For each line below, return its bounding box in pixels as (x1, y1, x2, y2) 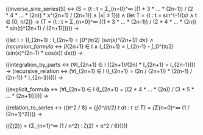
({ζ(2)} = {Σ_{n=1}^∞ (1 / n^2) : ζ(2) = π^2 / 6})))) (5, 122, 128, 130)
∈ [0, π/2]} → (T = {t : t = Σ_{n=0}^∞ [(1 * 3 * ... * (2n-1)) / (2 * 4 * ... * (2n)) (5, 18, 196, 25)
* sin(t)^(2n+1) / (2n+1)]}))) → (5, 24, 79, 32)
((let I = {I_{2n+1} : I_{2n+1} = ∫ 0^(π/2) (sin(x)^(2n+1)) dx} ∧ (5, 36, 154, 43)
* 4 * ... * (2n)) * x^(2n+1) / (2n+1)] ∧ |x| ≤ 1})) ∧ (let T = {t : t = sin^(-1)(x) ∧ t (5, 12, 198, 19)
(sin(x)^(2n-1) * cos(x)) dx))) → (5, 49, 84, 57)
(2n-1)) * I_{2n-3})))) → (5, 74, 63, 81)
